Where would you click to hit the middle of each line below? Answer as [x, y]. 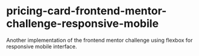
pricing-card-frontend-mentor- [87, 11]
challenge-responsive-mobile [82, 24]
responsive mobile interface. [42, 46]
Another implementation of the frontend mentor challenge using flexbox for [99, 40]
